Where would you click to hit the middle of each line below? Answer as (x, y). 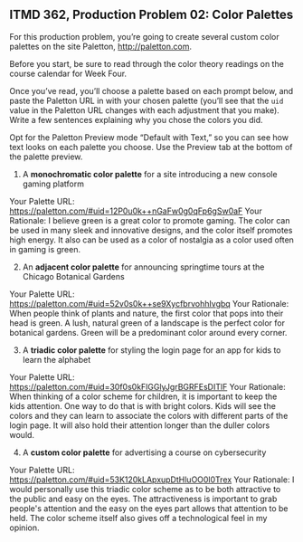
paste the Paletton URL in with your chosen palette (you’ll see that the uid (147, 100)
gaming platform (53, 184)
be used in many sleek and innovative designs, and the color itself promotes (151, 230)
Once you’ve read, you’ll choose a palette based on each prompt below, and (151, 90)
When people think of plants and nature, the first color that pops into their (147, 313)
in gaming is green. (45, 249)
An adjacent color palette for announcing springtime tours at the (143, 267)
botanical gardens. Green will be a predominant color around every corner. (148, 332)
